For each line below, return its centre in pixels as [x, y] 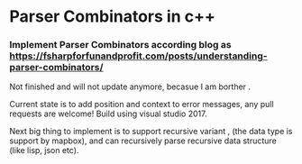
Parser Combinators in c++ [113, 17]
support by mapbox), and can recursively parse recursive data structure [143, 141]
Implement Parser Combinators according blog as [120, 45]
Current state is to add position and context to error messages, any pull [142, 105]
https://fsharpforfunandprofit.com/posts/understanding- [138, 56]
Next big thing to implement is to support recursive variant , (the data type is [151, 132]
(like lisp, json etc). [44, 150]
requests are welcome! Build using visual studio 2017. [108, 114]
